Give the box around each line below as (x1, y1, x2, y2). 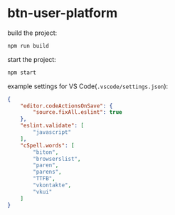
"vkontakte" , (33, 182, 72, 189)
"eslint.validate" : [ (20, 122, 84, 130)
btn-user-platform (7, 5, 118, 21)
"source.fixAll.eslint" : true (33, 109, 122, 116)
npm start (7, 69, 37, 76)
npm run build (7, 42, 50, 49)
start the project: (7, 55, 57, 63)
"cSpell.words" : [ (20, 142, 75, 149)
